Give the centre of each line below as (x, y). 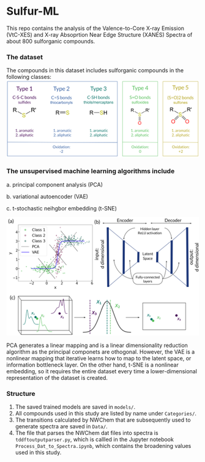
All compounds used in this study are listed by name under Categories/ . (106, 414)
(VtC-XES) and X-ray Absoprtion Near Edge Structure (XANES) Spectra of (99, 34)
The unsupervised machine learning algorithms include (91, 171)
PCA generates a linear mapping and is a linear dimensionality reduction (97, 345)
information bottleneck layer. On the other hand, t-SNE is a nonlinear (92, 365)
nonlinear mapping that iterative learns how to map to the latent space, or (99, 358)
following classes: (29, 77)
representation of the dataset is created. (57, 378)
